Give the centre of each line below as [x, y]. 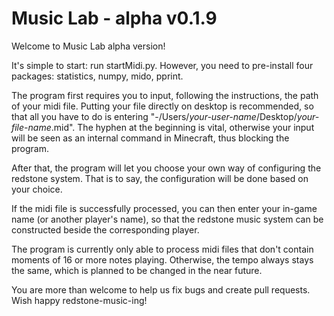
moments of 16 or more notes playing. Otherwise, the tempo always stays [162, 259]
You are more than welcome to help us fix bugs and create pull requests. [161, 289]
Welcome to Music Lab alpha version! [88, 46]
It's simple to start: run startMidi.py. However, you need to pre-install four [162, 65]
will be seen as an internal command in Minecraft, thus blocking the [150, 138]
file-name [31, 127]
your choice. [37, 189]
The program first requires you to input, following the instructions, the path [165, 95]
